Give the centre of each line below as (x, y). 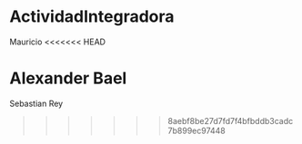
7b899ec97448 (196, 130)
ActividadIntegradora (92, 17)
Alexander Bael (68, 78)
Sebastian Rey (36, 103)
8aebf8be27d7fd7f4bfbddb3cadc (231, 120)
